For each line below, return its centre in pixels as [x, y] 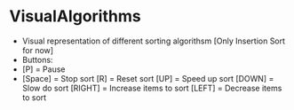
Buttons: [37, 59]
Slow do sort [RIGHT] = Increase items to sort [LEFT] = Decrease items [152, 88]
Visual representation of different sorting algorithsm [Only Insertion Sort [154, 41]
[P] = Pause [44, 69]
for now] [38, 50]
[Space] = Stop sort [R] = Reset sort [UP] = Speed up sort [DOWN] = [148, 78]
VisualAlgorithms [75, 16]
